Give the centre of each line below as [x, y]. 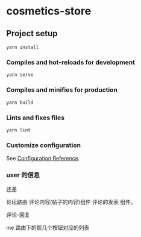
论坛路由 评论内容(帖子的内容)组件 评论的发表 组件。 [71, 202]
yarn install [23, 47]
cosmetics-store [49, 11]
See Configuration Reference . [43, 159]
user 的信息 [23, 175]
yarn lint [19, 130]
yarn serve [20, 75]
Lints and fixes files [36, 118]
